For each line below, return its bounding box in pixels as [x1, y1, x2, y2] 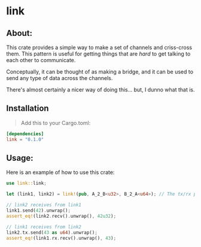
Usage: [6, 153, 34, 163]
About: [6, 28, 33, 38]
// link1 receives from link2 [6, 224, 82, 230]
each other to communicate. [6, 57, 76, 63]
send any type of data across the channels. [6, 75, 113, 81]
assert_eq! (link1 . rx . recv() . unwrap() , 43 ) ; [6, 235, 117, 241]
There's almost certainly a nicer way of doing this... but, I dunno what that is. [6, 86, 195, 93]
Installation [6, 103, 49, 114]
